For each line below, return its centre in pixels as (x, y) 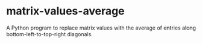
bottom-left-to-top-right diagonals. (50, 34)
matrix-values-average (65, 11)
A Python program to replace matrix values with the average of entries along (101, 28)
